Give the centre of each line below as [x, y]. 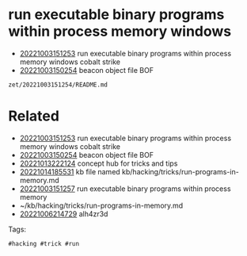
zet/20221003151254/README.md [58, 85]
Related [34, 116]
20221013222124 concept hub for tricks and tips [99, 163]
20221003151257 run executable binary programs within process [125, 189]
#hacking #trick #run [44, 243]
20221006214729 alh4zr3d [64, 214]
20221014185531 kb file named [70, 171]
